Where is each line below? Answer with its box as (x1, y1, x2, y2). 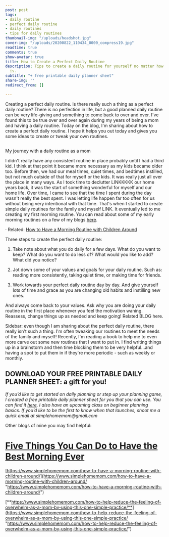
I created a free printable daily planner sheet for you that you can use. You (5, 396, 161, 402)
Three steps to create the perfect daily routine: (5, 236, 102, 243)
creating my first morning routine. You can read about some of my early (5, 211, 154, 217)
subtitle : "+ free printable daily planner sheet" (5, 73, 114, 78)
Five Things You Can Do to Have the (5, 440, 158, 452)
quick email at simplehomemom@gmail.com (5, 413, 98, 419)
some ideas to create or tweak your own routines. (5, 133, 108, 139)
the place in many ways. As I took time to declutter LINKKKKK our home (5, 179, 155, 185)
